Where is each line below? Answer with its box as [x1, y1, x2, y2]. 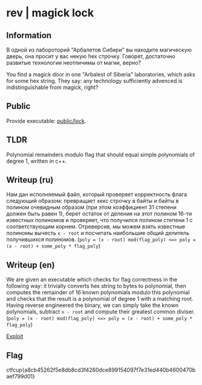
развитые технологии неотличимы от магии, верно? [6, 59, 142, 66]
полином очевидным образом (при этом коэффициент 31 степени [6, 203, 177, 211]
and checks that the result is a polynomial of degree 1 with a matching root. [6, 295, 194, 303]
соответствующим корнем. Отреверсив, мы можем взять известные [6, 223, 186, 230]
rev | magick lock [6, 6, 94, 20]
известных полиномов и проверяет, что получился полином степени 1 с [6, 217, 193, 224]
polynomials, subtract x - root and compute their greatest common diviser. [6, 308, 195, 315]
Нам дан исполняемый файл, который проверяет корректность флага [6, 191, 187, 198]
